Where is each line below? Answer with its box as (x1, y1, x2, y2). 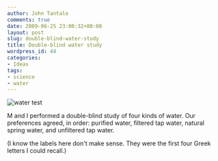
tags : (7, 67, 23, 74)
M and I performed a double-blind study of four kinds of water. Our (7, 112, 196, 120)
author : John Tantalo (7, 10, 69, 17)
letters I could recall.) (7, 147, 67, 155)
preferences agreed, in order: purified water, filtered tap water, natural (7, 119, 205, 127)
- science (7, 73, 36, 80)
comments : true (7, 16, 51, 23)
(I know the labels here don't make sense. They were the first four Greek (7, 139, 211, 147)
